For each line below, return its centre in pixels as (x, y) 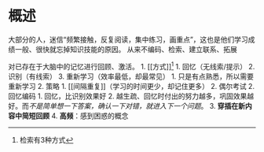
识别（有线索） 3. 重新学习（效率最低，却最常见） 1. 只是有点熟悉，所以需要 (131, 76)
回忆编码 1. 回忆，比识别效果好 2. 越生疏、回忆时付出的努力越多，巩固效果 (128, 96)
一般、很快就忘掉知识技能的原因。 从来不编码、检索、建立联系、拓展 (126, 49)
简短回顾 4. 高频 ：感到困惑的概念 (75, 116)
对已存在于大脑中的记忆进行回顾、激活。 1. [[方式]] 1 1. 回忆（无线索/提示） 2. (132, 65)
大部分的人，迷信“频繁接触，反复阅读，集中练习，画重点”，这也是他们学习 (128, 39)
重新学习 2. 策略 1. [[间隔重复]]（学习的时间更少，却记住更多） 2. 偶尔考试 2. (132, 86)
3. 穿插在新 (227, 106)
